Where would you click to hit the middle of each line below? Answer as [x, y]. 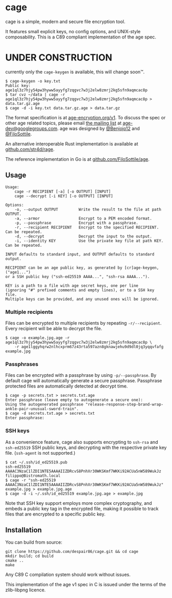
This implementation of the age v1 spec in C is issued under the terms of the [86, 585]
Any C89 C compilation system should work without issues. [68, 574]
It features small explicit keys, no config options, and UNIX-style [73, 31]
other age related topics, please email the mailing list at [63, 123]
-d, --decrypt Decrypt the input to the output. [83, 236]
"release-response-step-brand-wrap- [124, 404]
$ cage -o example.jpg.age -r [38, 338]
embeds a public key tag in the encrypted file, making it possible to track [82, 508]
